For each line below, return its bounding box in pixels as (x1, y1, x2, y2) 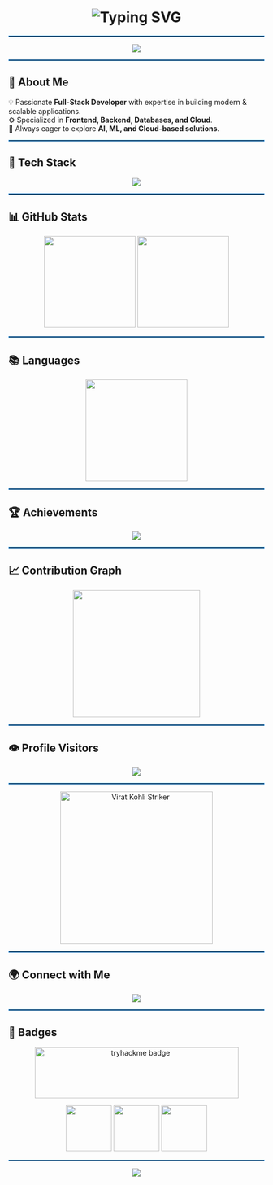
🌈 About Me (8, 76, 69, 90)
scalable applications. (8, 106, 81, 116)
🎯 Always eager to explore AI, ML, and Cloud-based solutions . (8, 123, 220, 133)
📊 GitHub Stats (8, 210, 88, 224)
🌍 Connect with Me (8, 969, 110, 982)
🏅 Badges (8, 1025, 58, 1039)
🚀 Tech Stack (8, 155, 76, 170)
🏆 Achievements (8, 505, 98, 519)
